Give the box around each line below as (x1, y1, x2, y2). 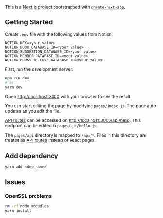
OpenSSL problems (5, 193, 52, 199)
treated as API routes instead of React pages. (5, 138, 96, 143)
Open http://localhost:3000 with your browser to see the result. (5, 94, 132, 99)
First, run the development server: (5, 66, 73, 72)
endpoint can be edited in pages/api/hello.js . (5, 123, 98, 129)
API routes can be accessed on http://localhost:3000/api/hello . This (5, 118, 141, 123)
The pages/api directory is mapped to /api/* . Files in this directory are (5, 132, 146, 138)
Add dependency (5, 151, 58, 160)
